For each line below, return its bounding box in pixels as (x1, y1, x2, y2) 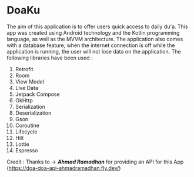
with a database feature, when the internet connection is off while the (6, 42, 175, 49)
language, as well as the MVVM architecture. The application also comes (6, 35, 183, 42)
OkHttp (15, 96, 33, 103)
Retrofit (15, 65, 34, 72)
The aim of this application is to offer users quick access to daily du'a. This (6, 23, 188, 30)
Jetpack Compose (15, 91, 61, 98)
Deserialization (15, 109, 52, 116)
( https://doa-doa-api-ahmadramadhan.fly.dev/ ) (6, 164, 121, 171)
